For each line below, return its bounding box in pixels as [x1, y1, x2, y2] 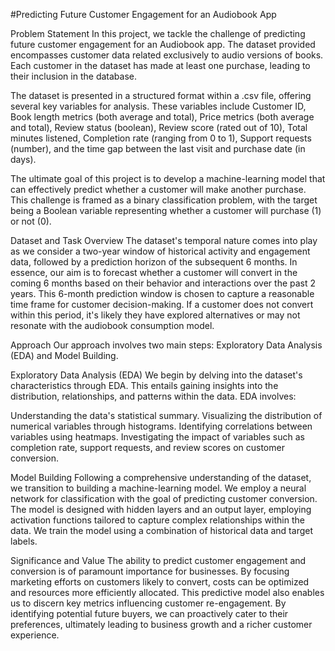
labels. [10, 535, 38, 547]
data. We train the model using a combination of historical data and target [10, 525, 313, 536]
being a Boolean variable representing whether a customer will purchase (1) [10, 205, 322, 216]
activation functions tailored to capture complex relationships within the [10, 514, 305, 526]
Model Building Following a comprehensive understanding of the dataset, [10, 472, 312, 483]
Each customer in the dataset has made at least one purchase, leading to [10, 60, 311, 71]
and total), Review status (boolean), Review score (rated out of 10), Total [10, 122, 308, 133]
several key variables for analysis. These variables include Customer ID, [10, 100, 307, 112]
